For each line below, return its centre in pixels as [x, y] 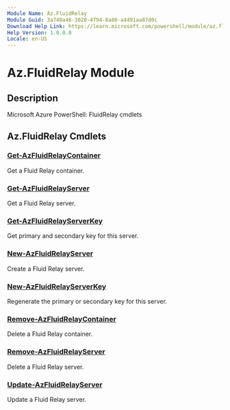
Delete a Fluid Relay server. [46, 367]
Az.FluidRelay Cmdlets [57, 136]
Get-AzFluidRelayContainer [54, 156]
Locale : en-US [27, 39]
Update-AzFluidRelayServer [55, 385]
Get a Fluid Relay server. [41, 204]
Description [33, 98]
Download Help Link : [37, 26]
